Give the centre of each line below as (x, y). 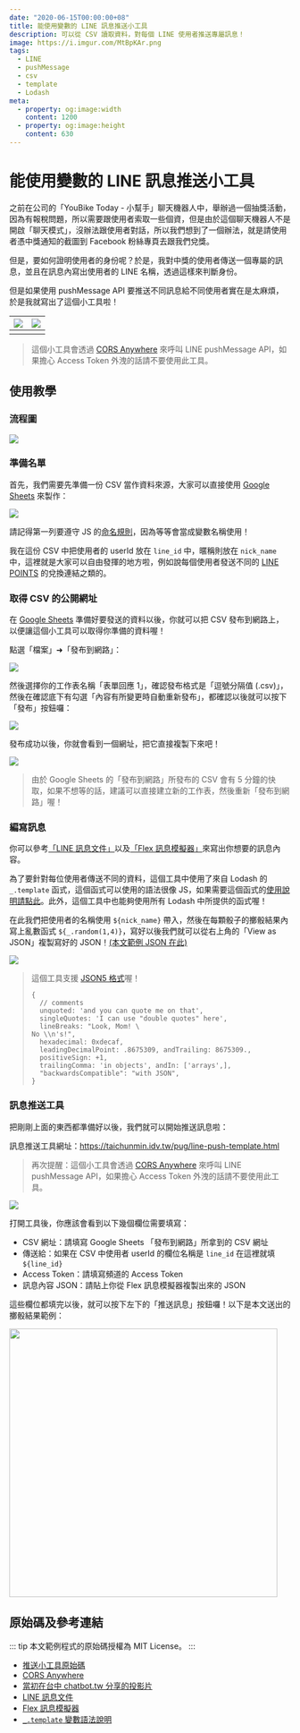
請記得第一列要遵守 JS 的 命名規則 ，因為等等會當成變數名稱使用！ (129, 531)
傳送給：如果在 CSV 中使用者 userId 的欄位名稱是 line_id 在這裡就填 (149, 1253)
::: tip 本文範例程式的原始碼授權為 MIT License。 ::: (103, 1646)
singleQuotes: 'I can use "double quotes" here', (133, 1019)
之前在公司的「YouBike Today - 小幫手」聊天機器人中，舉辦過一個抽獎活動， (150, 208)
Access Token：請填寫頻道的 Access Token (103, 1274)
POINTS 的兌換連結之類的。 (60, 573)
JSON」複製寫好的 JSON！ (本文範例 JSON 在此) (98, 943)
